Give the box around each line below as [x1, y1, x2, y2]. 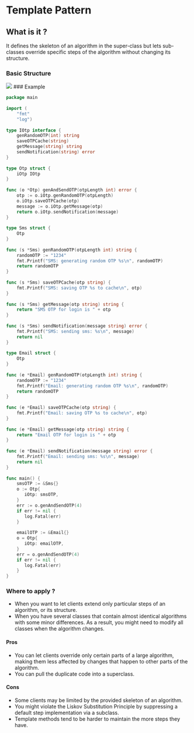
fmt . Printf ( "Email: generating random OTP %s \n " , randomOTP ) [16, 383, 168, 389]
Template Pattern [6, 4, 92, 17]
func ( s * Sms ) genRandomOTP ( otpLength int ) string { [6, 247, 137, 253]
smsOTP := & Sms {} [16, 481, 59, 487]
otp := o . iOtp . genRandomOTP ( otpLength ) [16, 192, 114, 199]
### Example [13, 83, 46, 91]
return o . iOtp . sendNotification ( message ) [16, 209, 119, 215]
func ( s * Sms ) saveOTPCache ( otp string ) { [6, 280, 111, 285]
